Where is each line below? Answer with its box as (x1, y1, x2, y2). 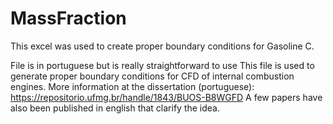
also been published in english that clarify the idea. (10, 102, 221, 114)
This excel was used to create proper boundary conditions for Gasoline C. (10, 40, 315, 52)
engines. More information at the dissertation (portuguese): (10, 80, 255, 92)
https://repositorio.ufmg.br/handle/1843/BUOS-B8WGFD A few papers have (10, 91, 323, 103)
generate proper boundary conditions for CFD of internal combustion (10, 70, 295, 82)
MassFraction (10, 7, 127, 30)
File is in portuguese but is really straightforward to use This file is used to (10, 59, 315, 71)
